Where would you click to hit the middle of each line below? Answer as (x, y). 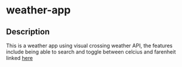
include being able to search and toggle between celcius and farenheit (91, 52)
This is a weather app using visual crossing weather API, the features (89, 45)
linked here (20, 58)
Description (28, 32)
